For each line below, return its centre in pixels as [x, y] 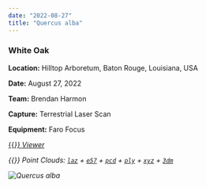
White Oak [29, 51]
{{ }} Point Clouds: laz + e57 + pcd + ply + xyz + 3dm [91, 160]
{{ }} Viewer [26, 144]
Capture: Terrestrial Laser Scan [60, 114]
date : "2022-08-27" [40, 15]
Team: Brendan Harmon [47, 98]
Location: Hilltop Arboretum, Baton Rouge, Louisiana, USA [103, 67]
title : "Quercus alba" [45, 23]
